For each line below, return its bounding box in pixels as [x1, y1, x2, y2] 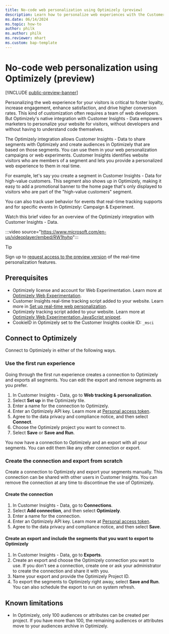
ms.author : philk [5, 31, 42, 36]
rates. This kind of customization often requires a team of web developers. [5, 110, 160, 116]
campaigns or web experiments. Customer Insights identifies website [5, 152, 148, 158]
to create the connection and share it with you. [12, 568, 110, 574]
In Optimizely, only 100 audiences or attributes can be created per [12, 612, 149, 618]
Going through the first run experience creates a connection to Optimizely [5, 371, 158, 377]
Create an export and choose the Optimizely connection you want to [12, 557, 154, 563]
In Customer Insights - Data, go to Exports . [12, 552, 102, 558]
